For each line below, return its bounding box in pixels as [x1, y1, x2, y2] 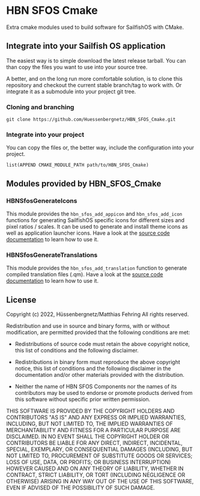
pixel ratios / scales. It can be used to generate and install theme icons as [6, 223, 188, 231]
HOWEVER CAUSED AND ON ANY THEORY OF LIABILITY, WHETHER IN [6, 465, 184, 473]
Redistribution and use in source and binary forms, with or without [6, 323, 170, 330]
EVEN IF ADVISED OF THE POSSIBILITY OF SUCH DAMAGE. [6, 484, 155, 491]
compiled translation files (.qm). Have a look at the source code [6, 271, 163, 278]
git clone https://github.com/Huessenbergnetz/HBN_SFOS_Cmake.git [6, 117, 176, 123]
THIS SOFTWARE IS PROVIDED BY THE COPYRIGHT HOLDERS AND [6, 408, 175, 415]
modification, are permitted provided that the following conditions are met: [6, 329, 190, 336]
